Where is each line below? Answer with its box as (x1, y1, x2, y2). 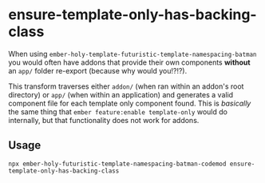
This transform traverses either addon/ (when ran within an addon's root (8, 82, 244, 91)
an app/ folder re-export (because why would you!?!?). (8, 66, 188, 75)
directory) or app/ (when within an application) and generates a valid (8, 90, 234, 99)
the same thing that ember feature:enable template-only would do (8, 106, 227, 117)
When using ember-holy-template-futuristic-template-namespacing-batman (8, 49, 257, 58)
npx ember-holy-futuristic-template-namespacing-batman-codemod (8, 160, 227, 168)
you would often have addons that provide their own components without (8, 58, 251, 67)
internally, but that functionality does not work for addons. (8, 115, 200, 125)
